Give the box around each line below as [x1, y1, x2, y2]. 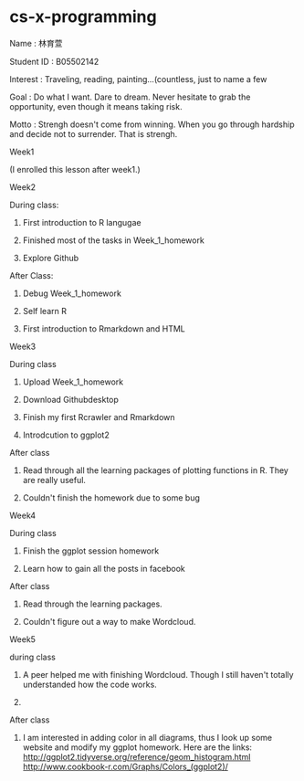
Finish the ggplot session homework [22, 545, 160, 556]
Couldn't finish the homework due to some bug [22, 491, 201, 503]
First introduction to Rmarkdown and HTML [22, 322, 185, 334]
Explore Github [22, 252, 79, 263]
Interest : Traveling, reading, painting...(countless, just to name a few [9, 73, 267, 84]
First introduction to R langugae [22, 216, 142, 227]
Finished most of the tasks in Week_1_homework [22, 235, 205, 246]
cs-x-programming [9, 6, 157, 27]
